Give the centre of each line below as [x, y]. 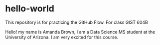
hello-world [30, 9]
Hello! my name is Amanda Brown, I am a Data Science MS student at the [80, 32]
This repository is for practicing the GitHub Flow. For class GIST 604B [77, 22]
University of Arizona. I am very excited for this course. [62, 37]
